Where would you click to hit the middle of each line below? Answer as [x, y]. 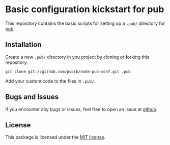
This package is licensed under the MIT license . [55, 137]
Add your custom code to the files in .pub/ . [50, 81]
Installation [23, 45]
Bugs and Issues [32, 97]
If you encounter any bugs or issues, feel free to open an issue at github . [81, 109]
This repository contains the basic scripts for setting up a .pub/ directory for [85, 23]
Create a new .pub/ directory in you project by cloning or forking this [77, 57]
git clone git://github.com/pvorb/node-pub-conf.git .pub [68, 71]
